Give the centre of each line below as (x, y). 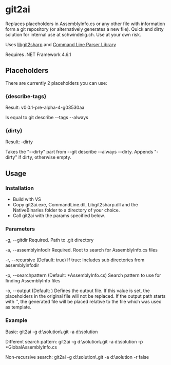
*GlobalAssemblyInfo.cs (31, 347)
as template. (18, 307)
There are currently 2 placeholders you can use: (56, 83)
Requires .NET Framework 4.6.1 (38, 54)
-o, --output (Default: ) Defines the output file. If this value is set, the (78, 291)
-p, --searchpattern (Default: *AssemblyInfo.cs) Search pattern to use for (83, 275)
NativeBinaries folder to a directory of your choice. (66, 210)
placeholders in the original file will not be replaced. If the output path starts (85, 296)
